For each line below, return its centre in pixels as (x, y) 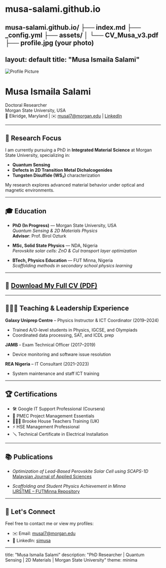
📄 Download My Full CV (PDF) (51, 286)
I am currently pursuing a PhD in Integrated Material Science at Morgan (79, 150)
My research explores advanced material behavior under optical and (75, 185)
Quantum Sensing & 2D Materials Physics (55, 231)
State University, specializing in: (38, 155)
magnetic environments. (30, 190)
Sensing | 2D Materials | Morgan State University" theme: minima (71, 560)
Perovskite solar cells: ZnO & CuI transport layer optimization (75, 250)
